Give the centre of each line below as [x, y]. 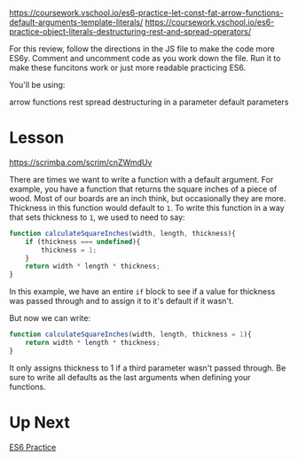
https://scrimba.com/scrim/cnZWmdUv [81, 162]
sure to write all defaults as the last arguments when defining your [130, 377]
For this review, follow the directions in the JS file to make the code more [142, 49]
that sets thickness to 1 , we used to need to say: [97, 217]
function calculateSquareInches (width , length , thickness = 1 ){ [130, 335]
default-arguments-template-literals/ [76, 22]
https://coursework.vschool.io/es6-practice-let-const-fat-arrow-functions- [146, 13]
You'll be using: [37, 85]
